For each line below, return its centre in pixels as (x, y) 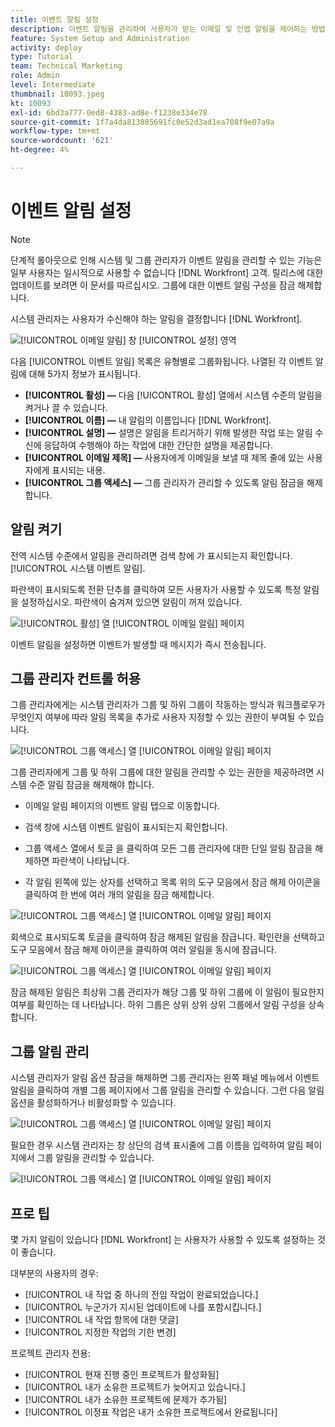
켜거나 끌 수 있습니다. (66, 407)
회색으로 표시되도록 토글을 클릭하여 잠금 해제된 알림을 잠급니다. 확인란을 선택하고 (168, 937)
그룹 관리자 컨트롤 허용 (76, 679)
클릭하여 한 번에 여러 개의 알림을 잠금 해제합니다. (119, 895)
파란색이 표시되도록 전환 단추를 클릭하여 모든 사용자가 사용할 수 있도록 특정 (156, 589)
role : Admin (35, 76)
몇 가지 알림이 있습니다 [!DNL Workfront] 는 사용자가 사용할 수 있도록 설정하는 (163, 1240)
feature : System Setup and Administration (100, 38)
